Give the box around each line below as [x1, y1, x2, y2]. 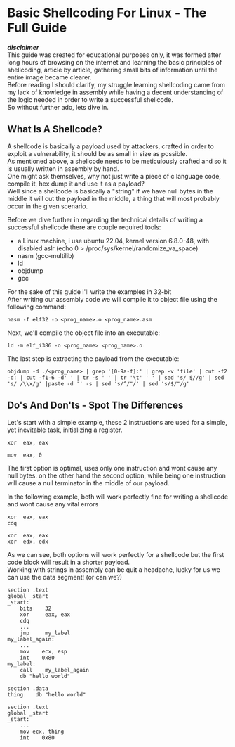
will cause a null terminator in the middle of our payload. [7, 478, 170, 487]
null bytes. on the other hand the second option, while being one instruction [7, 471, 227, 480]
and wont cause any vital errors [7, 499, 99, 508]
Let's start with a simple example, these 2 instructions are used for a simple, [7, 418, 228, 426]
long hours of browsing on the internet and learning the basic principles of [7, 58, 222, 66]
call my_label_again [20, 666, 90, 673]
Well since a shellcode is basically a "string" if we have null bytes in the [7, 186, 214, 195]
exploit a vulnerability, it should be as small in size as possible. [7, 149, 188, 158]
